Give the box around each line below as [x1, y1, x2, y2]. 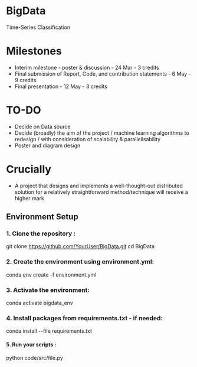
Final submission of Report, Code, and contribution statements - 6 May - [14, 70, 192, 77]
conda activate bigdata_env [6, 300, 74, 307]
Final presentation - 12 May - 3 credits [14, 83, 108, 90]
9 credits [14, 76, 37, 83]
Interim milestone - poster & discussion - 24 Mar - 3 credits [14, 64, 159, 71]
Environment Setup [6, 212, 78, 222]
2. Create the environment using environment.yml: [6, 258, 155, 266]
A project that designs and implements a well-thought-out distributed [14, 182, 183, 189]
